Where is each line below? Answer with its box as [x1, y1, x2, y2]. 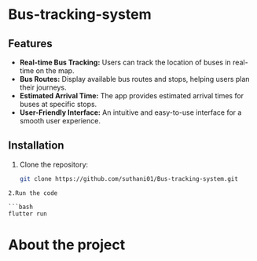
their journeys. [19, 83, 67, 92]
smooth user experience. [19, 116, 101, 125]
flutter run [8, 210, 47, 218]
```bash [8, 203, 34, 211]
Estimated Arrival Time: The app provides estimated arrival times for [19, 91, 244, 100]
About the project [8, 236, 126, 253]
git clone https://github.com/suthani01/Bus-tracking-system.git [19, 175, 238, 182]
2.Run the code [8, 189, 58, 197]
